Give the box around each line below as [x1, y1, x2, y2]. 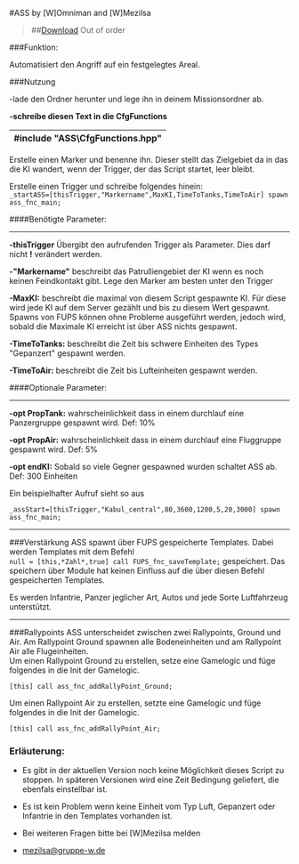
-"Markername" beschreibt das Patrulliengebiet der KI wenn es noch [9, 266, 264, 277]
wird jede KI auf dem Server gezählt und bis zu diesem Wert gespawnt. [9, 303, 271, 312]
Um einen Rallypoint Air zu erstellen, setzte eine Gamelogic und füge [9, 698, 262, 708]
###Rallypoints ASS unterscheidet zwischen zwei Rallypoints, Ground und [9, 627, 282, 637]
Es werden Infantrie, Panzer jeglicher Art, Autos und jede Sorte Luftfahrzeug [9, 592, 288, 602]
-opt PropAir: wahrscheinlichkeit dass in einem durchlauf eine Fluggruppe [9, 435, 282, 445]
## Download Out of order [30, 25, 126, 35]
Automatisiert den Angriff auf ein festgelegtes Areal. [9, 60, 200, 69]
